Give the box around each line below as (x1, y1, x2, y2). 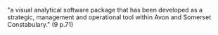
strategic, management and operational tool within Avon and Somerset (7, 13, 212, 21)
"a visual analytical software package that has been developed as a (7, 6, 203, 14)
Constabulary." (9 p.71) (7, 21, 74, 28)
